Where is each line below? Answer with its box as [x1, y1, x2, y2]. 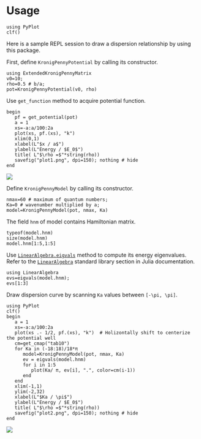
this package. [6, 47, 41, 54]
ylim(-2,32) [14, 388, 45, 395]
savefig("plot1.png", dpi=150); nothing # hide [14, 157, 138, 163]
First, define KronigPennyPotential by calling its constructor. [6, 58, 158, 66]
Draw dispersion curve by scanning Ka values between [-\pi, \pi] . [6, 291, 178, 298]
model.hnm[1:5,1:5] [6, 240, 56, 247]
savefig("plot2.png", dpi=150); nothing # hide [14, 410, 138, 416]
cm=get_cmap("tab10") [14, 340, 70, 347]
